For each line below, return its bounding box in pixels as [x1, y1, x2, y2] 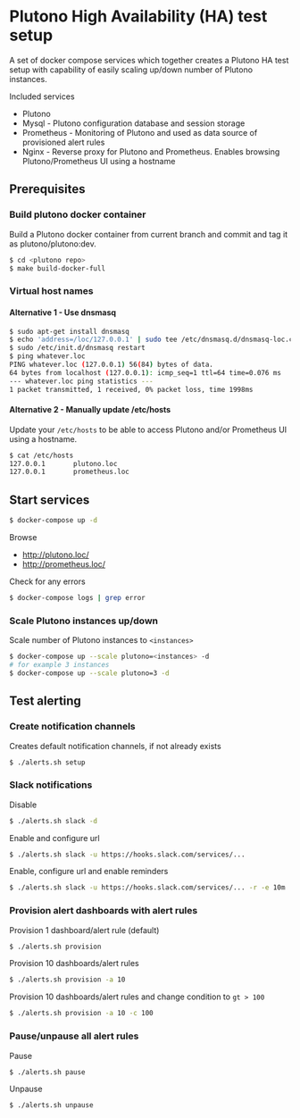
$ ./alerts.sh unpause [9, 1101, 94, 1110]
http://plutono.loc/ [21, 549, 89, 560]
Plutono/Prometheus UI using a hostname [21, 155, 176, 166]
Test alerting [9, 694, 82, 709]
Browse [9, 532, 37, 543]
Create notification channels [9, 721, 136, 733]
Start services [9, 492, 90, 507]
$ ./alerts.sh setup [9, 757, 87, 767]
